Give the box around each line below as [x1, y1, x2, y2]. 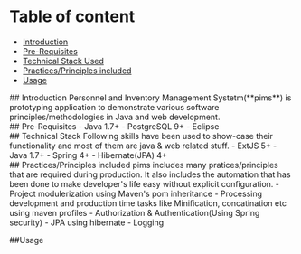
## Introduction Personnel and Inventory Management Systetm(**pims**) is [9, 92, 292, 103]
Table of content [9, 6, 136, 27]
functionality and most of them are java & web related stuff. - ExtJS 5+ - [9, 140, 277, 151]
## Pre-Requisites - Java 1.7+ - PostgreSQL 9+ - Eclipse [9, 120, 220, 132]
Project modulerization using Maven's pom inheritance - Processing [9, 188, 263, 199]
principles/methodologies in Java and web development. [9, 111, 221, 122]
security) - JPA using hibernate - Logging [9, 217, 165, 228]
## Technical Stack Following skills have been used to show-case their [9, 130, 274, 141]
